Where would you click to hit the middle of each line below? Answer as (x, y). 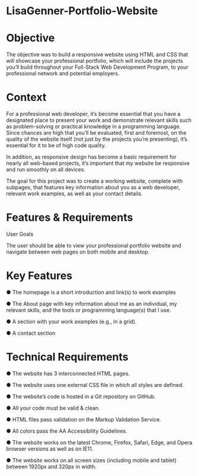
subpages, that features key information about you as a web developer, (93, 188)
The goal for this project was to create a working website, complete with (94, 181)
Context (26, 98)
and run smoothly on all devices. (46, 170)
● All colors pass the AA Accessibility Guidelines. (67, 431)
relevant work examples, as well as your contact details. (74, 193)
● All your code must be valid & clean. (53, 408)
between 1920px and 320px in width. (51, 467)
